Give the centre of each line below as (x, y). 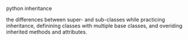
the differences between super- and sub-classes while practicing (86, 19)
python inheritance (29, 8)
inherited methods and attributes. (47, 32)
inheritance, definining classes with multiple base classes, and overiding (94, 26)
